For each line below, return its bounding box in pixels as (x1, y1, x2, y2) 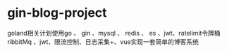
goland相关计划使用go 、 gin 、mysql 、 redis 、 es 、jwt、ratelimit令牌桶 (7, 29, 221, 37)
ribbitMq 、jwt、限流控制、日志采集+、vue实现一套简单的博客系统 (7, 37, 200, 46)
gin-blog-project (7, 5, 107, 21)
